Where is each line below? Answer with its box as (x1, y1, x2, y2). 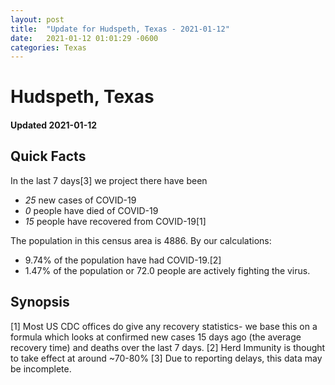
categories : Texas (10, 42, 87, 53)
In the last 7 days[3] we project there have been (10, 174, 208, 186)
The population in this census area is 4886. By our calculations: (10, 234, 272, 246)
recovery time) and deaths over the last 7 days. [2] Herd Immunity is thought (10, 341, 326, 353)
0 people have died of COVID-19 (24, 204, 159, 216)
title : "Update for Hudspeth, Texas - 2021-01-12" (10, 24, 230, 34)
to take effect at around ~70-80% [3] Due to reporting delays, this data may (10, 352, 323, 364)
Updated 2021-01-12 (10, 119, 98, 131)
